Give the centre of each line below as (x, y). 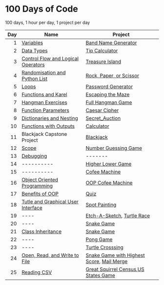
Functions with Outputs (48, 126)
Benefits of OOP (40, 193)
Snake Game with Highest (115, 255)
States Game (101, 275)
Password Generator (109, 86)
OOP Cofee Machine (109, 183)
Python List (35, 78)
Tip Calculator (102, 51)
